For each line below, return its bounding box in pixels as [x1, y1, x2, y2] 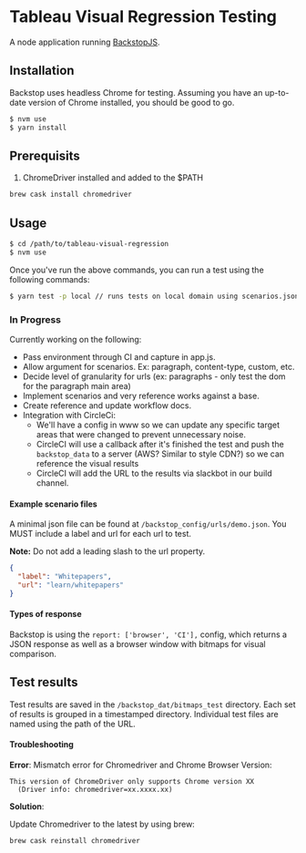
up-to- [264, 87, 290, 98]
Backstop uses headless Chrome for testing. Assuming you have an [9, 87, 263, 98]
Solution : [9, 800, 45, 812]
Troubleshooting [9, 739, 75, 750]
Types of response [9, 609, 82, 620]
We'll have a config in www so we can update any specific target [36, 419, 280, 430]
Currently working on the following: [9, 334, 142, 344]
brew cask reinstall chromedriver [9, 836, 141, 845]
